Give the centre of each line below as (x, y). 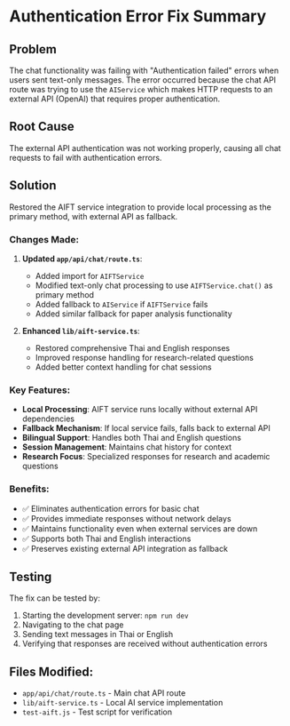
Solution (33, 185)
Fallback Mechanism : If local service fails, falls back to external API (146, 428)
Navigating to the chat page (73, 625)
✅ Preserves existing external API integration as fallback (125, 548)
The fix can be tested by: (55, 598)
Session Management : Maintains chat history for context (127, 447)
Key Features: (40, 390)
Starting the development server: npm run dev (105, 616)
